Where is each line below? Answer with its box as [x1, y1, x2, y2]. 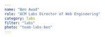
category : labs [4, 16, 35, 21]
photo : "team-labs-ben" [4, 25, 53, 30]
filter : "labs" [4, 20, 35, 25]
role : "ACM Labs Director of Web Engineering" [4, 12, 101, 16]
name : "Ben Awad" [4, 7, 40, 12]
